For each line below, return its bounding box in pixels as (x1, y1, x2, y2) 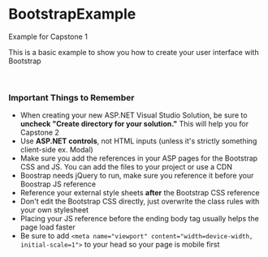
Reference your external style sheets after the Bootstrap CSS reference (19, 188, 260, 198)
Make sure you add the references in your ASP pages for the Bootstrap (19, 153, 258, 163)
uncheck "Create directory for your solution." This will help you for (19, 119, 249, 129)
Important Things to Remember (8, 92, 135, 103)
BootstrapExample (8, 5, 136, 24)
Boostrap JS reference (19, 179, 97, 189)
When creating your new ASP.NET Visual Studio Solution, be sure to (19, 110, 248, 120)
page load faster (19, 222, 76, 232)
